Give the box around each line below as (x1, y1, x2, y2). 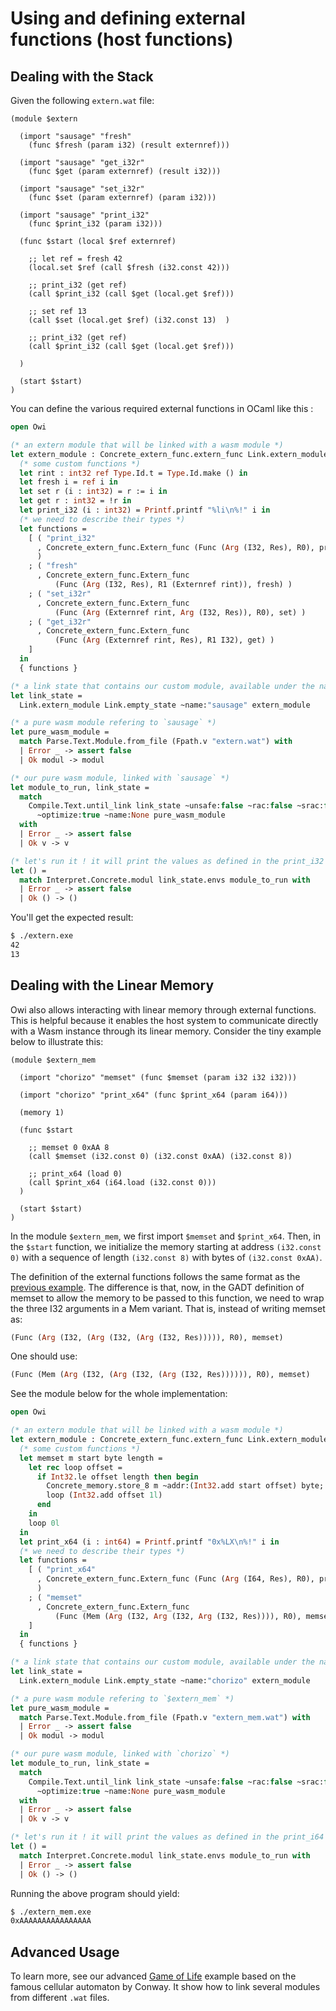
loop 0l (28, 1518, 60, 1528)
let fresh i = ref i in (19, 477, 118, 487)
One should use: (10, 1350, 78, 1362)
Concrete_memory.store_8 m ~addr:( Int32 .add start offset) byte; (46, 1481, 325, 1491)
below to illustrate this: (10, 1035, 104, 1047)
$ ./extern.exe (10, 931, 74, 941)
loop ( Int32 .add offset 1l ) (46, 1490, 163, 1501)
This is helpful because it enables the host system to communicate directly (10, 1014, 319, 1026)
